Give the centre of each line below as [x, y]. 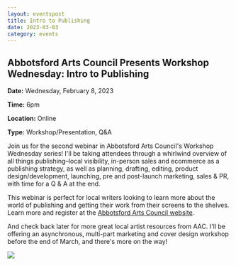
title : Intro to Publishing [49, 21]
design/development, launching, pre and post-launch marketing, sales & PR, [118, 176]
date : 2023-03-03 [33, 27]
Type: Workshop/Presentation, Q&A [60, 132]
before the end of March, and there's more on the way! [88, 242]
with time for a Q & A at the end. [54, 184]
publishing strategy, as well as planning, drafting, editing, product [103, 169]
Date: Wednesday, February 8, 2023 [61, 91]
